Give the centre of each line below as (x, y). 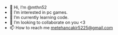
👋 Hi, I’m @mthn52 (28, 7)
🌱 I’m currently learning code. (39, 17)
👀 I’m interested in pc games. (38, 12)
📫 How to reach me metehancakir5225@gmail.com (61, 28)
